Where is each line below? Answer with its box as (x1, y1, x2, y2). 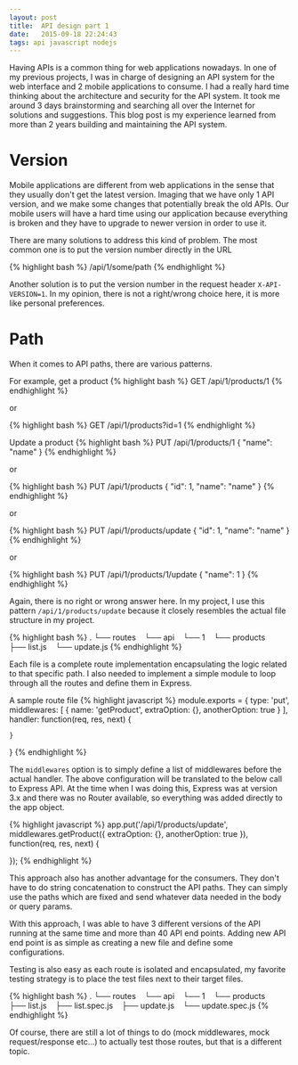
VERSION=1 (9, 291, 46, 299)
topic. (9, 1046, 30, 1057)
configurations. (9, 946, 65, 958)
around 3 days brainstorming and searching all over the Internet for (9, 100, 255, 111)
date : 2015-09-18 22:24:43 (9, 29, 117, 38)
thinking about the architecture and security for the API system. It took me (9, 91, 280, 102)
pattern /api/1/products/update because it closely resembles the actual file (9, 605, 286, 616)
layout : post (9, 12, 58, 22)
